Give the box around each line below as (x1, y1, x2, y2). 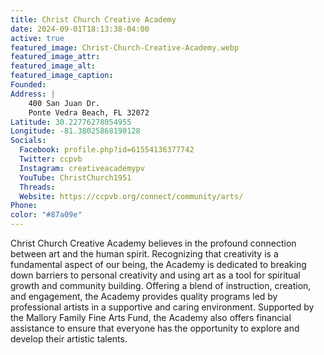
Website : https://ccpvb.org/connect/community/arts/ (19, 191, 244, 201)
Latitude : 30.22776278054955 (10, 117, 132, 127)
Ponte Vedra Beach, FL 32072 (28, 107, 150, 118)
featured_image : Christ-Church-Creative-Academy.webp (10, 42, 240, 53)
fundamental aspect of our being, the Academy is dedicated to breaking (10, 259, 307, 270)
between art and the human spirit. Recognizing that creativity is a (10, 248, 279, 260)
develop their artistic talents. (10, 333, 128, 345)
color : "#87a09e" (10, 210, 83, 220)
